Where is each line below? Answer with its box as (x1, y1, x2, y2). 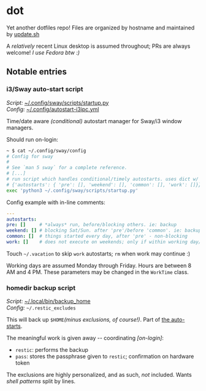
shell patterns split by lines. (6, 378, 75, 385)
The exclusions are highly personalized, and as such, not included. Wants (6, 371, 192, 379)
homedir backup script (6, 283, 75, 292)
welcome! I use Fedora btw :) (6, 48, 80, 56)
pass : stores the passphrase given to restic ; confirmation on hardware (15, 353, 194, 360)
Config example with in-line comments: (6, 199, 105, 206)
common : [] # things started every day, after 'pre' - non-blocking (6, 233, 188, 240)
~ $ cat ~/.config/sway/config (6, 148, 86, 154)
